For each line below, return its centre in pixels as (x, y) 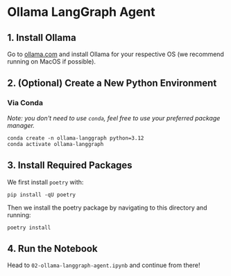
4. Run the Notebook (53, 249)
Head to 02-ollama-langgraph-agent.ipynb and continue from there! (104, 265)
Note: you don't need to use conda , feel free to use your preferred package (114, 118)
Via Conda (25, 103)
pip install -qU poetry (42, 194)
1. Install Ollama (42, 38)
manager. (21, 125)
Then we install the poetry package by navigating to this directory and (107, 208)
